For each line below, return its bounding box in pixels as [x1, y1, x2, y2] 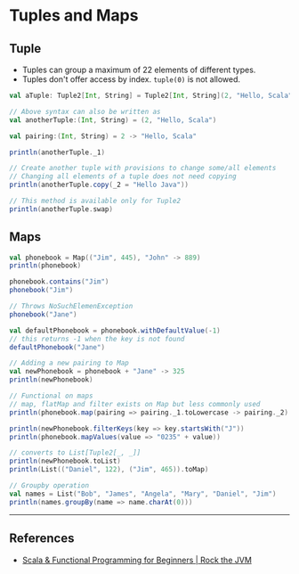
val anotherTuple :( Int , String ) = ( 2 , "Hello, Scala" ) [9, 115, 217, 125]
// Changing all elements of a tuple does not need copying [9, 172, 238, 181]
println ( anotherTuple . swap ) [9, 204, 114, 214]
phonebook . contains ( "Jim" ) [9, 277, 109, 286]
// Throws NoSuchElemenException [9, 302, 133, 311]
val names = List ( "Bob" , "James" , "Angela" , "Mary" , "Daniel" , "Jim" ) [9, 489, 277, 498]
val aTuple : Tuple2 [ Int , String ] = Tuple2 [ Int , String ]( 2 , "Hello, [9, 91, 265, 100]
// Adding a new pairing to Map [9, 358, 129, 368]
